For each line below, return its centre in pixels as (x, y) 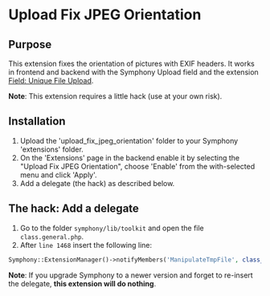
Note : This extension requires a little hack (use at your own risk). (115, 96)
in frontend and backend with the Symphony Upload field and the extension (133, 72)
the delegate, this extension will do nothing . (82, 283)
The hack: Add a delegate (74, 209)
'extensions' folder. (52, 149)
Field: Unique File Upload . (51, 81)
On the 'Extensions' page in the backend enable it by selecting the (129, 157)
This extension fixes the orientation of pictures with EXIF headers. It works (131, 63)
